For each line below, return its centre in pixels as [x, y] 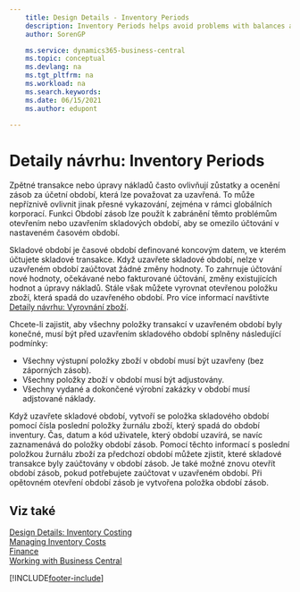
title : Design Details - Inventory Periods [108, 17]
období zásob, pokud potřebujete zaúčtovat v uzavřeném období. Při [136, 473]
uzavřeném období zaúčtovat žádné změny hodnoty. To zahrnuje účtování [146, 269]
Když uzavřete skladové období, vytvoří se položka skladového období [139, 416]
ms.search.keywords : [63, 92]
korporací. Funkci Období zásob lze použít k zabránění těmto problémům [143, 214]
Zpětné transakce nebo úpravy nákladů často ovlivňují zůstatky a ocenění [145, 185]
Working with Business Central [66, 561]
